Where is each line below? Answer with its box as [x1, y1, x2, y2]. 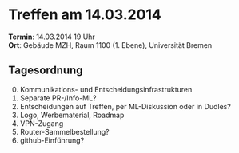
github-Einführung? [19, 135, 85, 145]
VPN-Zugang [19, 118, 64, 128]
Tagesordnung [8, 64, 83, 77]
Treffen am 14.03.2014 [8, 6, 162, 24]
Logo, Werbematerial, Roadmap [19, 110, 125, 120]
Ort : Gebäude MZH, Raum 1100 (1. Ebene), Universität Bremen [8, 40, 213, 49]
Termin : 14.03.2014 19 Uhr [8, 32, 96, 41]
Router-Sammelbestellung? [19, 127, 110, 136]
